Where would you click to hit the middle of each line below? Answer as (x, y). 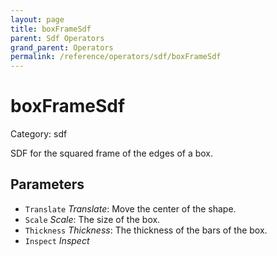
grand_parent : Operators (62, 47)
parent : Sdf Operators (57, 38)
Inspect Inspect (57, 240)
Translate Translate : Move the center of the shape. (130, 208)
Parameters (47, 184)
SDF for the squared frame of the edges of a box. (112, 153)
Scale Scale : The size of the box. (92, 219)
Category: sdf (39, 134)
